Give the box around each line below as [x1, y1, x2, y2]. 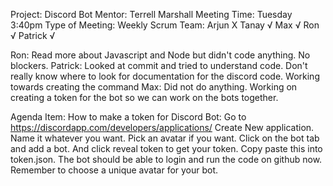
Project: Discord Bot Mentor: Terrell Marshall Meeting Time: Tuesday [10, 9, 293, 20]
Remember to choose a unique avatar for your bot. [10, 164, 219, 176]
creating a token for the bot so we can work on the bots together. [10, 92, 279, 103]
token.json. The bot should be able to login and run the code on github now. [10, 154, 323, 165]
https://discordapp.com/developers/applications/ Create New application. [10, 122, 315, 133]
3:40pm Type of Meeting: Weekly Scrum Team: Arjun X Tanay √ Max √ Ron [10, 19, 320, 31]
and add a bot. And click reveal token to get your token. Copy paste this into [10, 143, 323, 154]
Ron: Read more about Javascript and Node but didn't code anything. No [10, 49, 311, 61]
